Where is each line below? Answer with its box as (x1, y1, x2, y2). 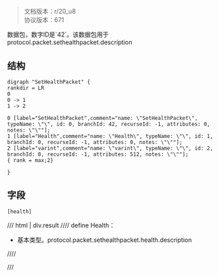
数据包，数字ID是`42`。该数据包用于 (7, 30, 109, 39)
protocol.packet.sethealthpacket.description (7, 38, 132, 47)
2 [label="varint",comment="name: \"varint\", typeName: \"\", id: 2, (7, 145, 214, 152)
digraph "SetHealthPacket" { (7, 79, 91, 85)
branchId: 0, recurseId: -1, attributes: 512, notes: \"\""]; (7, 151, 189, 158)
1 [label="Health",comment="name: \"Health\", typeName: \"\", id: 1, (7, 133, 214, 140)
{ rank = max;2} (7, 157, 54, 164)
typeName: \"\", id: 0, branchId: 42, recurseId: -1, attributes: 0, (7, 121, 211, 127)
